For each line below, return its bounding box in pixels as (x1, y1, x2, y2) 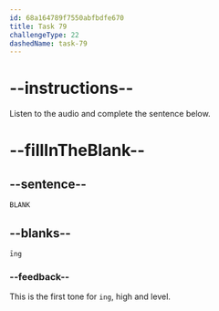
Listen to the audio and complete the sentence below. (9, 109, 212, 119)
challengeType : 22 (9, 30, 79, 39)
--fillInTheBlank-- (9, 140, 146, 161)
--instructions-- (9, 78, 134, 98)
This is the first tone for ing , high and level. (9, 291, 172, 302)
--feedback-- (9, 270, 70, 283)
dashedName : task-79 (9, 38, 89, 48)
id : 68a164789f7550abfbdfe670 (9, 13, 125, 23)
